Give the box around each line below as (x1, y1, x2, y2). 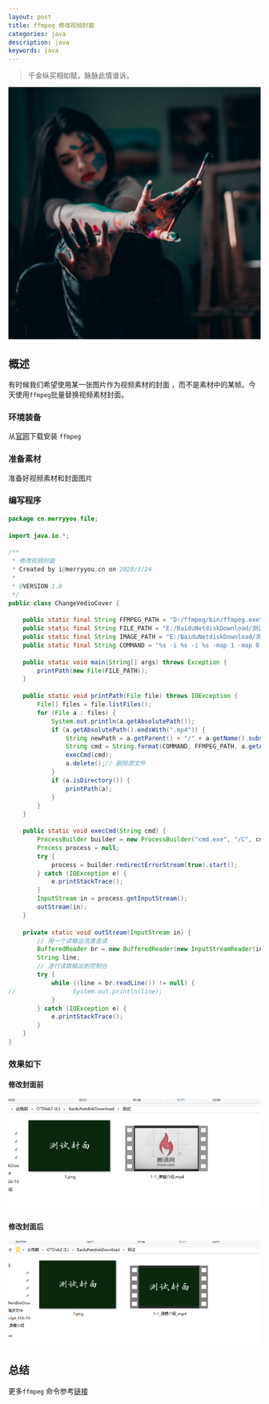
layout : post (8, 13, 52, 21)
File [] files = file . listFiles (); (37, 700, 152, 708)
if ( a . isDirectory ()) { (50, 776, 130, 784)
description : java (8, 38, 70, 46)
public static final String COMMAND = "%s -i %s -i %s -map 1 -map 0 (22, 641, 260, 649)
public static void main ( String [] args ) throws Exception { (22, 658, 227, 666)
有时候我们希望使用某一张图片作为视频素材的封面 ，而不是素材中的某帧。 (8, 379, 249, 389)
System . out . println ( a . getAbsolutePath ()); (50, 717, 195, 725)
